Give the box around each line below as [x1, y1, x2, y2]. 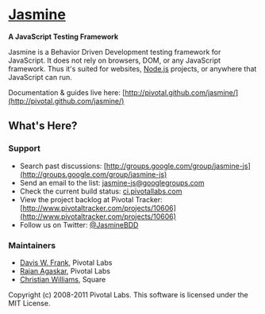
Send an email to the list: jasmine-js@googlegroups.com [19, 178, 205, 187]
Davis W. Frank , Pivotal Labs [19, 258, 113, 267]
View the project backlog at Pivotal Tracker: [19, 194, 163, 204]
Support [8, 143, 41, 154]
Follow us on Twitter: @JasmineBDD [19, 220, 139, 229]
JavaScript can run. [8, 72, 73, 82]
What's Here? [8, 119, 78, 132]
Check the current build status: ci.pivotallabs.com [19, 186, 182, 196]
